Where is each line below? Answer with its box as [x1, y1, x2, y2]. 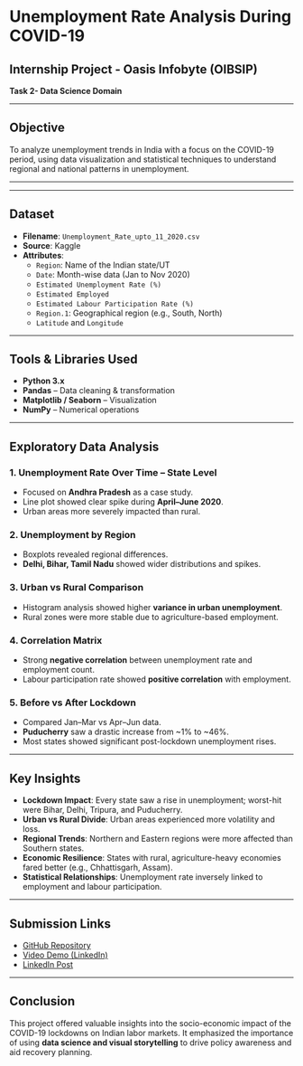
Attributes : [22, 250, 65, 260]
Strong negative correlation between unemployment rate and [22, 655, 252, 665]
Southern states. [22, 843, 85, 854]
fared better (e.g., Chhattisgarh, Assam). [22, 862, 173, 873]
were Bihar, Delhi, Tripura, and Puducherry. [22, 805, 183, 816]
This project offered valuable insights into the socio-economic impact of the [9, 1017, 291, 1028]
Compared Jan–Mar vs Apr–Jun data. [22, 717, 161, 728]
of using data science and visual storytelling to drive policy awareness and [9, 1037, 292, 1048]
